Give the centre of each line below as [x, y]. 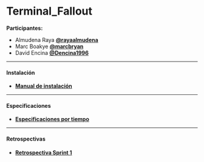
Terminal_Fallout [49, 11]
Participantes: [25, 28]
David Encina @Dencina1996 [52, 52]
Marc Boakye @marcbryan [49, 46]
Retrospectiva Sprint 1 [43, 152]
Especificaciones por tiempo [52, 119]
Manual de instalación [44, 86]
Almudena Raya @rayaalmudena [56, 40]
